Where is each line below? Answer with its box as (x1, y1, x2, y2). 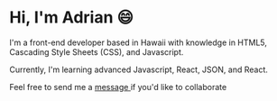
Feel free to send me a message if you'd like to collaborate (9, 81, 227, 92)
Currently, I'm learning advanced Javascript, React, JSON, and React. (9, 64, 269, 75)
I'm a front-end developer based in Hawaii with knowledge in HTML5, (9, 37, 268, 48)
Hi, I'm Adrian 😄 (9, 7, 134, 28)
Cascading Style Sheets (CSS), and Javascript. (9, 46, 184, 57)
